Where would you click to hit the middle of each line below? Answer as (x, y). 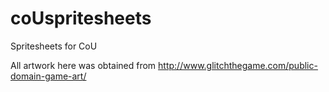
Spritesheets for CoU (54, 46)
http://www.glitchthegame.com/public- (238, 65)
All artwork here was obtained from (83, 65)
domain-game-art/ (48, 76)
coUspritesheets (81, 18)
